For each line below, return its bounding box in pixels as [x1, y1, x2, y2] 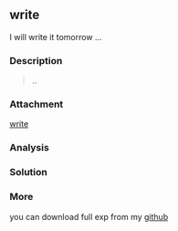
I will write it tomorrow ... [9, 31, 102, 42]
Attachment [9, 98, 64, 110]
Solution [9, 166, 48, 179]
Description [9, 54, 63, 67]
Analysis [9, 142, 50, 154]
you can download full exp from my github [9, 211, 169, 222]
